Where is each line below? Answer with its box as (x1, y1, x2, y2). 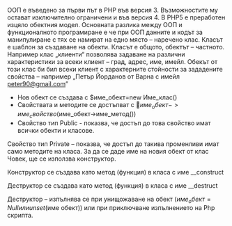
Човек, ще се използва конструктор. (7, 154, 116, 163)
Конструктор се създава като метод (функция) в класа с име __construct (7, 168, 224, 176)
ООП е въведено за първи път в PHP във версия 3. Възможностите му (7, 6, 218, 14)
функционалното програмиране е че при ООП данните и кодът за (7, 28, 203, 36)
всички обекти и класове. (17, 126, 95, 134)
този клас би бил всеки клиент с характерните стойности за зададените (7, 65, 223, 73)
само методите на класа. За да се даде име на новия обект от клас (7, 147, 209, 155)
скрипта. (7, 211, 33, 220)
